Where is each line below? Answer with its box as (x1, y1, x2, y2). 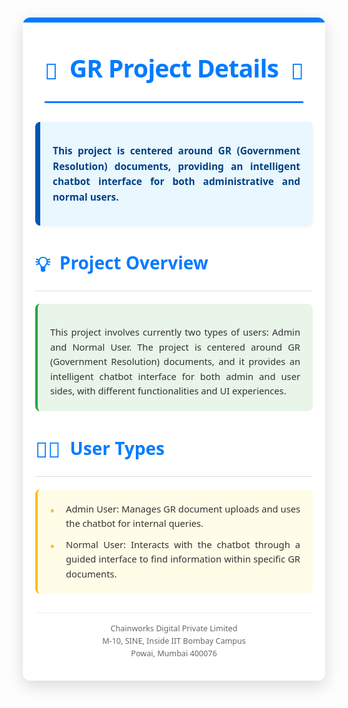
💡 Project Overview (35, 248, 209, 279)
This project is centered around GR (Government (52, 143, 301, 158)
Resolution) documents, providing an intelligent (52, 159, 301, 174)
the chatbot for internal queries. (65, 516, 204, 530)
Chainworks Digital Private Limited (110, 623, 238, 635)
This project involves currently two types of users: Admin (50, 325, 301, 339)
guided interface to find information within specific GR (65, 552, 301, 566)
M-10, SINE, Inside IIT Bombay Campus (102, 635, 246, 647)
